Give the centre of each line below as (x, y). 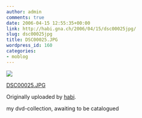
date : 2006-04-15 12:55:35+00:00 (48, 23)
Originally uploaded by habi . (41, 96)
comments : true (25, 17)
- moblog (17, 57)
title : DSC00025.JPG (32, 40)
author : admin (24, 12)
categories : (21, 51)
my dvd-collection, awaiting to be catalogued (63, 108)
